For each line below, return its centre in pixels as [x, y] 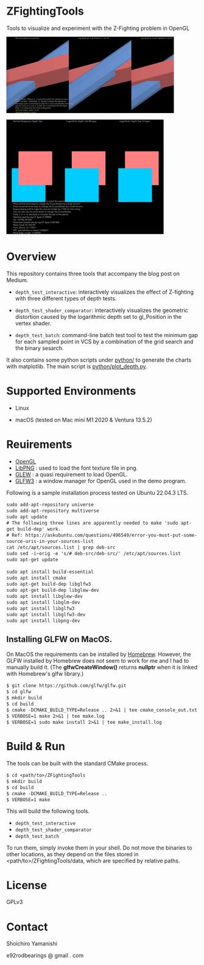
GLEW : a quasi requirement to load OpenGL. [71, 474]
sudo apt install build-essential [50, 572]
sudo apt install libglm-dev [43, 602]
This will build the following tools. [48, 811]
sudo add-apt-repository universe [50, 504]
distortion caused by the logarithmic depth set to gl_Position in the [98, 316]
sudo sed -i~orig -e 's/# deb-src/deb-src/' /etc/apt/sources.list [94, 553]
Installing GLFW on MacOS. [59, 639]
